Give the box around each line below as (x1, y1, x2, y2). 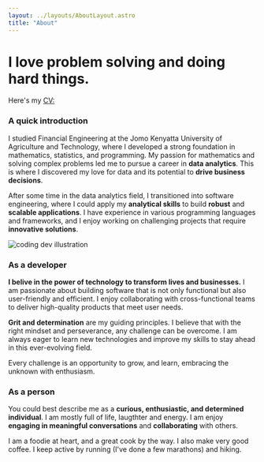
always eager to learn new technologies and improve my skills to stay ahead (8, 335, 256, 344)
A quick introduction (8, 115, 88, 126)
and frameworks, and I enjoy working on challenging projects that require (8, 216, 247, 225)
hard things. (8, 69, 90, 88)
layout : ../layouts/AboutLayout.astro (8, 11, 136, 20)
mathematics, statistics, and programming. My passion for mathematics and (8, 150, 255, 160)
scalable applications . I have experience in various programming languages (8, 207, 256, 217)
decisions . (8, 175, 43, 185)
